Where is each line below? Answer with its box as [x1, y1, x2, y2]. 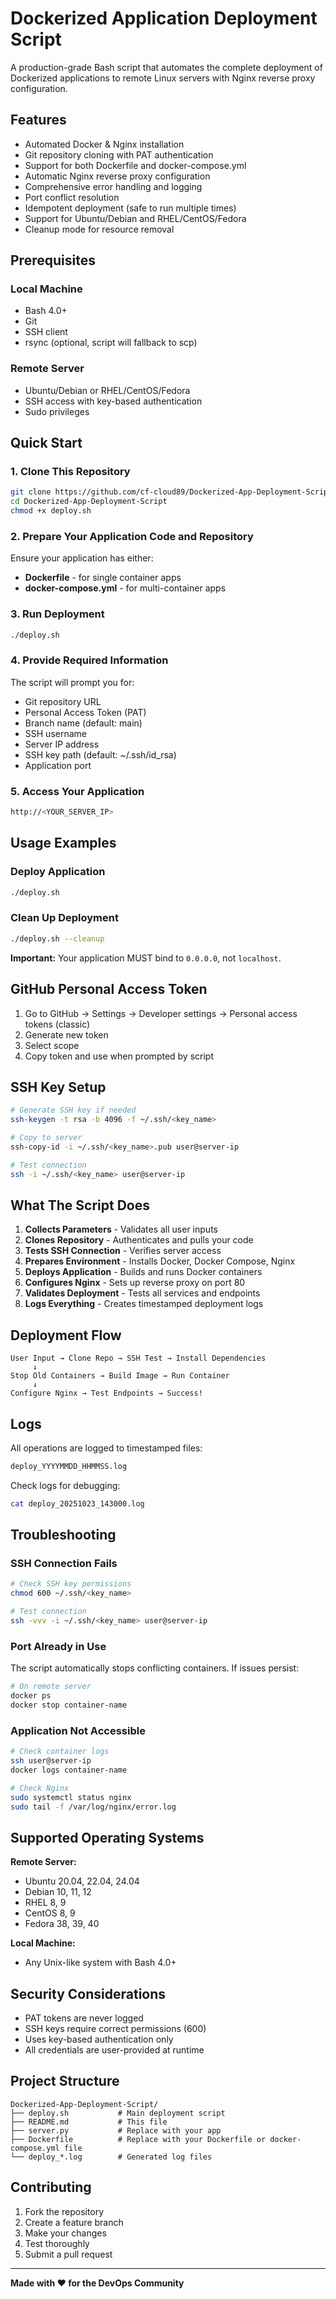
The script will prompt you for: [10, 676, 135, 688]
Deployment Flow [10, 1327, 122, 1344]
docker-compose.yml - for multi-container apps [24, 582, 227, 594]
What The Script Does [10, 1197, 150, 1214]
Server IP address [24, 738, 100, 750]
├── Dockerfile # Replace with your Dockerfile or [10, 2134, 267, 2144]
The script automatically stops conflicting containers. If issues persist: [10, 1662, 300, 1674]
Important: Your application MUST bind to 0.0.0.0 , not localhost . [10, 952, 282, 964]
